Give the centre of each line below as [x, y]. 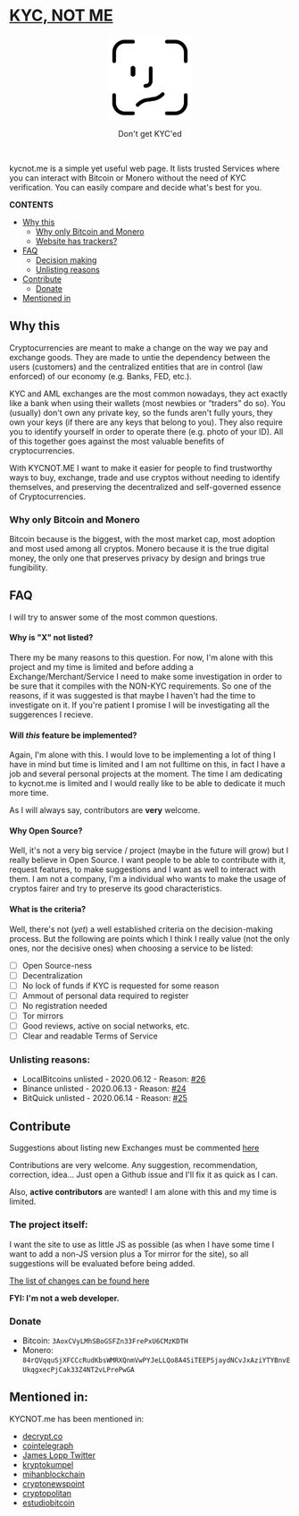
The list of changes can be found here [79, 1281]
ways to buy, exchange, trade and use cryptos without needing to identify [145, 477]
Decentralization [52, 975]
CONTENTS [31, 204]
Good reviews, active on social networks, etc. [106, 1026]
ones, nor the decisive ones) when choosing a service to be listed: [131, 948]
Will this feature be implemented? [73, 735]
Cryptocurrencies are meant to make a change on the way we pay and [139, 347]
